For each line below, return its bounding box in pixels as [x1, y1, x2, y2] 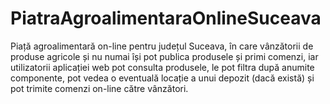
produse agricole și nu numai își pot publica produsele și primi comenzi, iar [10, 50, 319, 62]
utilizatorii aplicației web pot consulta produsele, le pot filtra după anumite [10, 61, 315, 73]
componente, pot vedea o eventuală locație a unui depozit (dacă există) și [10, 72, 315, 84]
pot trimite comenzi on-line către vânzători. [10, 82, 189, 94]
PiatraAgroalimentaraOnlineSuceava [10, 7, 322, 30]
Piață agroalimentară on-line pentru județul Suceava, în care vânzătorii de [10, 40, 314, 52]
